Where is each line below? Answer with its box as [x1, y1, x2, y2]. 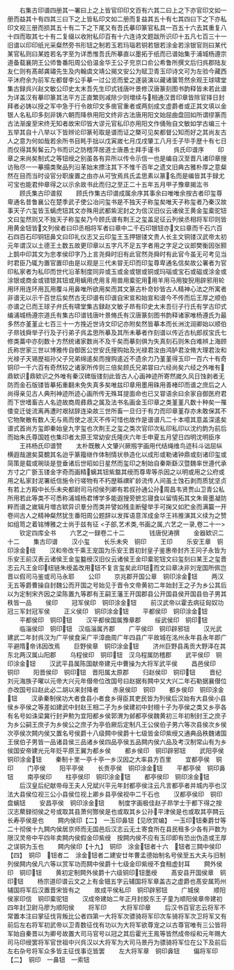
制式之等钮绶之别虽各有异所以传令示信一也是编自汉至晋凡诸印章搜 [37, 154, 227, 162]
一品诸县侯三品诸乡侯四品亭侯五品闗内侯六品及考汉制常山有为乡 [43, 738, 227, 746]
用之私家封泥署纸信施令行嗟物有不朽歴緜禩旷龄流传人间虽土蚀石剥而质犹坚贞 [7, 477, 227, 484]
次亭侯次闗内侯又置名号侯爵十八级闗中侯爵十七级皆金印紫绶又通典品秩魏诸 [7, 729, 221, 737]
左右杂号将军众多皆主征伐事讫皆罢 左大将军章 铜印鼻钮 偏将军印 [7, 947, 218, 955]
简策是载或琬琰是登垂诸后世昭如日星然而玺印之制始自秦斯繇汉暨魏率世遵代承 [7, 459, 227, 467]
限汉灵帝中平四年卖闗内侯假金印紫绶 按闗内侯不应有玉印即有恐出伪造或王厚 [7, 833, 227, 842]
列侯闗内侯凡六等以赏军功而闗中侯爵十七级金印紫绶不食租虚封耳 [7, 860, 190, 868]
